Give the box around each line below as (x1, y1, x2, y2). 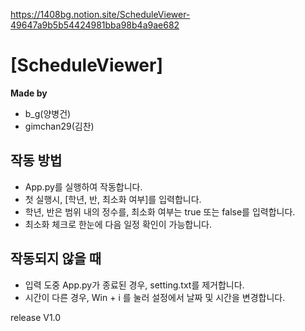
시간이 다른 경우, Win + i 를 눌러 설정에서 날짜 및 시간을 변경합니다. (24, 291, 286, 303)
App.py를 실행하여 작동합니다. (24, 180, 143, 193)
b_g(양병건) (24, 107, 72, 119)
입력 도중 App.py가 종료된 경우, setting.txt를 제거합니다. (24, 279, 245, 291)
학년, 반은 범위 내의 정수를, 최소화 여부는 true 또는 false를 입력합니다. (24, 205, 296, 218)
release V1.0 (10, 311, 62, 323)
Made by (10, 87, 48, 99)
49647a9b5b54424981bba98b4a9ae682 (10, 19, 180, 31)
